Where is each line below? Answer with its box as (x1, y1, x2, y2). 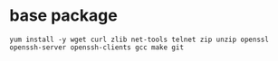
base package (9, 5, 118, 26)
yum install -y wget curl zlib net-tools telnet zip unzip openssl (9, 35, 270, 44)
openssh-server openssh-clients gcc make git (9, 42, 184, 52)
